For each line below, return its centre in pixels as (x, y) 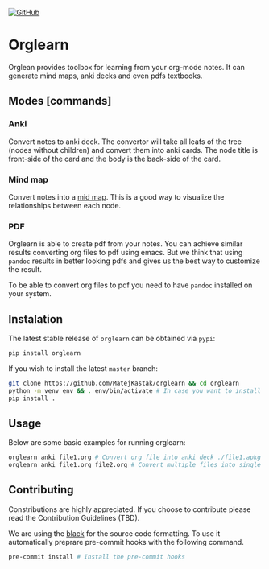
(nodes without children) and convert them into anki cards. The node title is (133, 150)
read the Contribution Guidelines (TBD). (74, 517)
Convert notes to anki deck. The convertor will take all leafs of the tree (125, 142)
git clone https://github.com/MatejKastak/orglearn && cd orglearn (124, 383)
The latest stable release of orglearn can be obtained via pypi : (112, 339)
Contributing (41, 490)
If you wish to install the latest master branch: (83, 368)
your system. (30, 294)
